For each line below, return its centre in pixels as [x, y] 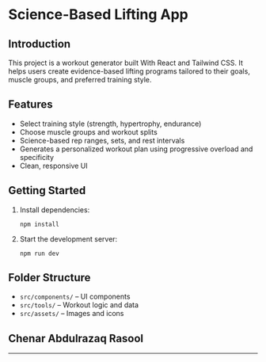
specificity [36, 157]
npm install [39, 224]
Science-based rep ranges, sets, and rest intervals [102, 140]
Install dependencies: [55, 210]
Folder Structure [49, 278]
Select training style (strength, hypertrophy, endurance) [110, 124]
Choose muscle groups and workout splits [89, 131]
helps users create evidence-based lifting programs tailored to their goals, [129, 71]
